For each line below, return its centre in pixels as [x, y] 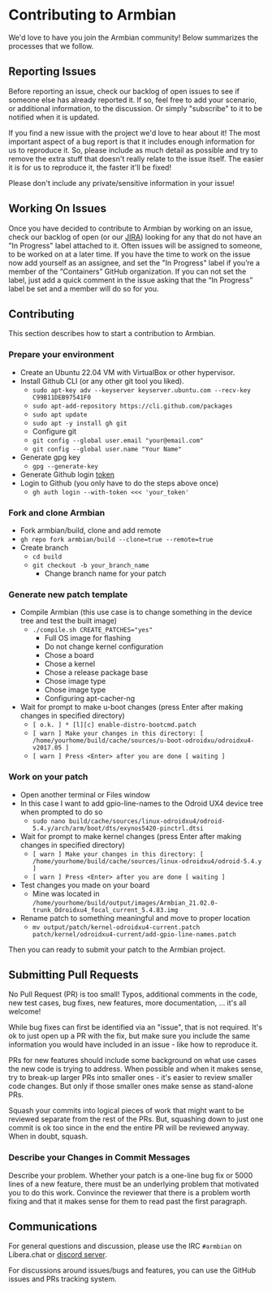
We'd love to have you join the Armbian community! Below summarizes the [133, 37]
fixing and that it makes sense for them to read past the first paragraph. [128, 1201]
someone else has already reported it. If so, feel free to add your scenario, [133, 100]
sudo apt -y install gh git [80, 423]
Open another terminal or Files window [85, 794]
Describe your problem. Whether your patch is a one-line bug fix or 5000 [131, 1175]
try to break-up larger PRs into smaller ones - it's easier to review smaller [131, 1078]
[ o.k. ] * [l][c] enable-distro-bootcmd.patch [114, 725]
